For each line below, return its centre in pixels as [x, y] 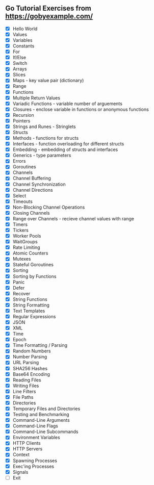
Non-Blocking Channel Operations [49, 207]
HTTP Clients [27, 443]
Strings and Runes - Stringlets [44, 126]
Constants [23, 46]
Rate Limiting [26, 247]
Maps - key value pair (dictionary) [48, 81]
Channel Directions [33, 190]
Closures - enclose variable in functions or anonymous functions [81, 109]
